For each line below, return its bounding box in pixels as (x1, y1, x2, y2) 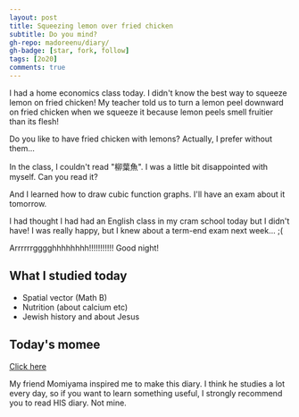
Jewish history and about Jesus (21, 311, 140, 322)
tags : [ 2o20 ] (9, 55, 58, 64)
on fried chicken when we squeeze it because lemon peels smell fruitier (9, 106, 274, 117)
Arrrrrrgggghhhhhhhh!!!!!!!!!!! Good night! (9, 243, 159, 253)
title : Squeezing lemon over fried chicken (9, 21, 174, 30)
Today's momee (9, 337, 101, 353)
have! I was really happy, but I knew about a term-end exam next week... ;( (9, 225, 284, 235)
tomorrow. (9, 198, 47, 208)
